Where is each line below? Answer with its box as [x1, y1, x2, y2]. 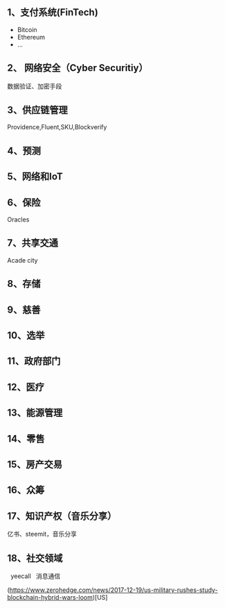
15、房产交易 [7, 458, 63, 470]
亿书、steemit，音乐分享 [7, 530, 78, 539]
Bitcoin [17, 25, 37, 33]
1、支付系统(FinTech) [7, 6, 98, 19]
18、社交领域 [7, 552, 63, 564]
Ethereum [17, 33, 45, 41]
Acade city [7, 256, 38, 264]
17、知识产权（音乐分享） [7, 510, 117, 522]
